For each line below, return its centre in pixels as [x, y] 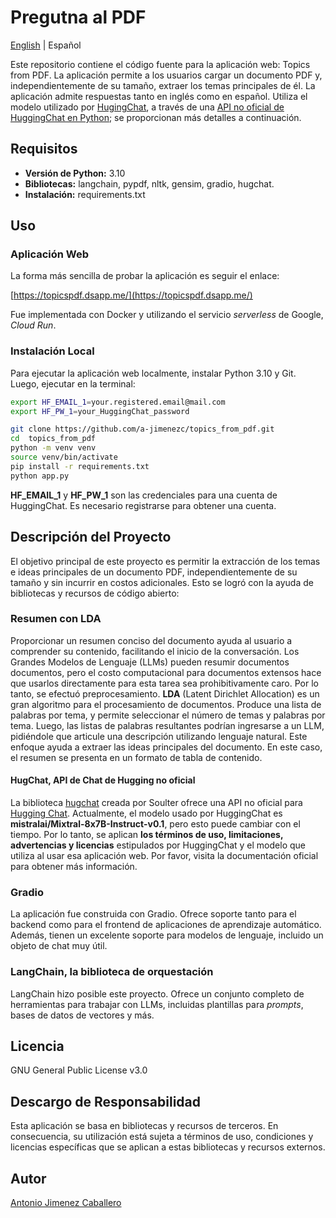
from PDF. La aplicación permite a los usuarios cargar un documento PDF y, [166, 75]
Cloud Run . [33, 325]
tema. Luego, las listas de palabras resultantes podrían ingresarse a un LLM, [167, 725]
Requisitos [44, 149]
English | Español [46, 45]
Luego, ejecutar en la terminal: [73, 383]
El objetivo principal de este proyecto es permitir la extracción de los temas [165, 561]
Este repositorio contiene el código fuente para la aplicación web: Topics [160, 64]
